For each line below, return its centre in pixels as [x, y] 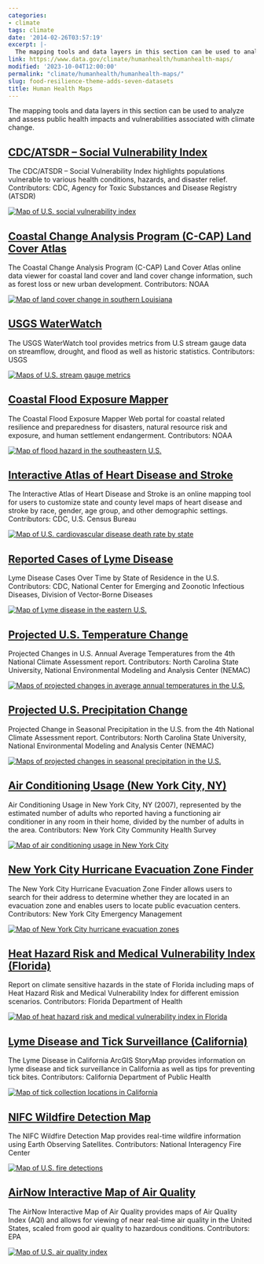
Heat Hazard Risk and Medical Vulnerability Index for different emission [124, 993]
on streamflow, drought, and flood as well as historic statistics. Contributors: [132, 351]
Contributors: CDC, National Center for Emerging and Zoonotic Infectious [126, 586]
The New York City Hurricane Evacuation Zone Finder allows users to [120, 888]
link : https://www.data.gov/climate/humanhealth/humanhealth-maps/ [121, 60]
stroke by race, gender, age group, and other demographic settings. [118, 511]
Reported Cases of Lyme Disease [91, 559]
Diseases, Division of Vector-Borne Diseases [81, 595]
